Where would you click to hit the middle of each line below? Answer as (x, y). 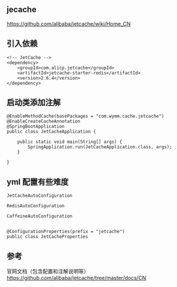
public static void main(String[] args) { (70, 142)
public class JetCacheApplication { (51, 132)
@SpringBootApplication (36, 127)
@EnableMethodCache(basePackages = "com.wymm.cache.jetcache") (86, 117)
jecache (22, 10)
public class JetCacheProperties (47, 237)
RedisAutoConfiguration (36, 206)
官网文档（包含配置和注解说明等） (48, 271)
